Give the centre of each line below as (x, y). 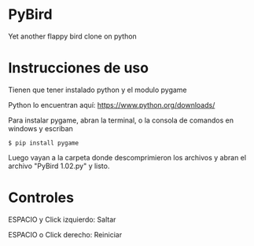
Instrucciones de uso (79, 68)
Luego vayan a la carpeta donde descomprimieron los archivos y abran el (127, 157)
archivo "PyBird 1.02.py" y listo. (59, 166)
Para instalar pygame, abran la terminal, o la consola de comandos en (121, 120)
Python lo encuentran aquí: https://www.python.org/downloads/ (112, 105)
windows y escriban (40, 128)
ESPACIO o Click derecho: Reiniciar (65, 234)
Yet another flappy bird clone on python (73, 36)
